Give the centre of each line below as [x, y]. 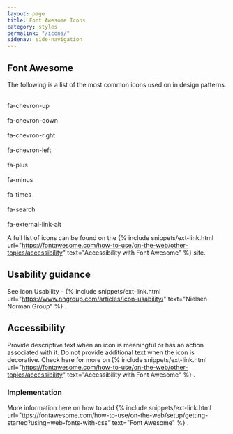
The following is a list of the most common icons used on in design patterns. [117, 84]
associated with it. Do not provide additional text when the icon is [101, 352]
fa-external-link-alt [34, 224]
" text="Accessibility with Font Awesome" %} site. [134, 253]
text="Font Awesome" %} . [151, 422]
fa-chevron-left [29, 150]
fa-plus [17, 165]
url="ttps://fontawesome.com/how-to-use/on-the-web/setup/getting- [108, 415]
